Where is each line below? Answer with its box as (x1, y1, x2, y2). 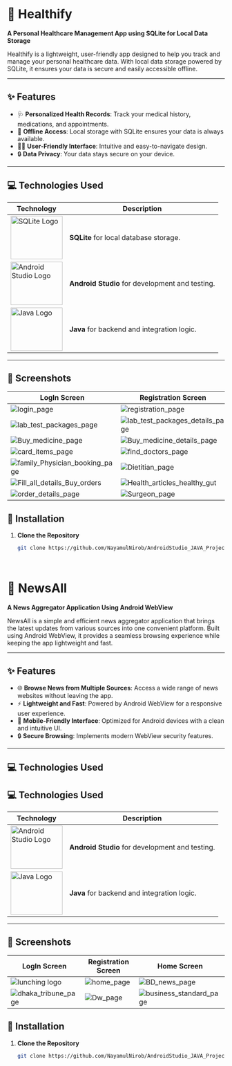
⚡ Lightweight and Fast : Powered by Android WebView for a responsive (17, 699, 222, 708)
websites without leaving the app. (17, 691, 113, 699)
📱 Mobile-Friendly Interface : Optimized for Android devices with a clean (17, 716, 224, 725)
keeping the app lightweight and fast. (7, 638, 113, 647)
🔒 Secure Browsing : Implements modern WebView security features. (17, 731, 214, 739)
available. (17, 134, 45, 143)
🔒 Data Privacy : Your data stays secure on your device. (17, 149, 175, 158)
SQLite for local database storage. (69, 232, 181, 242)
